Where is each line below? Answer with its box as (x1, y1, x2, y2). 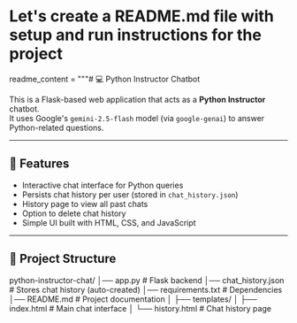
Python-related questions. (9, 122, 104, 133)
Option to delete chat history (21, 208, 126, 219)
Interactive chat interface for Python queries (21, 180, 184, 190)
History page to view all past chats (21, 198, 148, 209)
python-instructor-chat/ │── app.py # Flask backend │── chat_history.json (9, 274, 285, 285)
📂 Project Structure (9, 251, 117, 266)
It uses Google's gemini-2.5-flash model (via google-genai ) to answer (9, 112, 265, 123)
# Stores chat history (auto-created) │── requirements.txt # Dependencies (9, 284, 283, 295)
